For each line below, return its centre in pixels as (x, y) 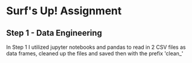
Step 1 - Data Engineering (54, 33)
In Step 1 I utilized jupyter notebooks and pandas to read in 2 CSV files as (96, 47)
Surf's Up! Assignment (64, 11)
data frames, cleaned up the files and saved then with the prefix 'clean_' (95, 53)
